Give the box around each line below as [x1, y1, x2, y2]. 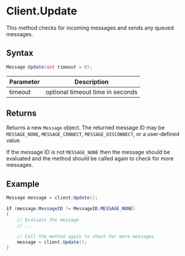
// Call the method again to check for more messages [17, 233, 154, 239]
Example [6, 179, 40, 189]
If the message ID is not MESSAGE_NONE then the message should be [6, 149, 171, 156]
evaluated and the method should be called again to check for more [6, 155, 174, 162]
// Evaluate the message [17, 217, 79, 223]
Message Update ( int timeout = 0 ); [6, 64, 93, 70]
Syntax [6, 48, 34, 58]
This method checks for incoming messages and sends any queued [6, 24, 174, 31]
